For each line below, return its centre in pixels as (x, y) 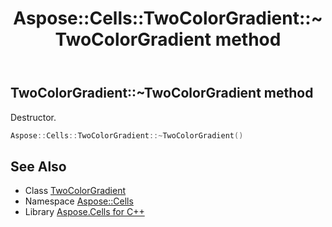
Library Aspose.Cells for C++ (84, 212)
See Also (38, 166)
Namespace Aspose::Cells (79, 201)
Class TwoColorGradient (75, 191)
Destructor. (33, 117)
